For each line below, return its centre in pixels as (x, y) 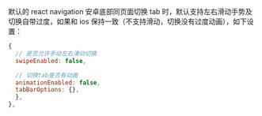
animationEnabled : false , (58, 82)
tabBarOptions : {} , (47, 90)
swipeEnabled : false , (51, 61)
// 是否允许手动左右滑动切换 (56, 54)
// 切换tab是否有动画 (47, 75)
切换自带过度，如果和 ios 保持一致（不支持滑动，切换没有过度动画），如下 (128, 21)
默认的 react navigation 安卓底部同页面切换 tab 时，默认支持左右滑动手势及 (130, 11)
